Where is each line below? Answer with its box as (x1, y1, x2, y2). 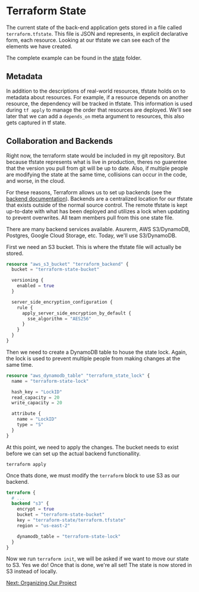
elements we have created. (6, 43, 72, 50)
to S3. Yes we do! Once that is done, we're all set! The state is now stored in (6, 562, 192, 569)
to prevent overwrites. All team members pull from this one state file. (6, 214, 174, 221)
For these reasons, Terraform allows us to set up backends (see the (6, 188, 172, 196)
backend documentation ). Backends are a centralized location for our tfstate (6, 195, 193, 202)
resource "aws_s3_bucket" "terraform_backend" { (6, 261, 129, 267)
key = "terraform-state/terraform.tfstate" (17, 517, 127, 524)
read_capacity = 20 (11, 394, 60, 401)
